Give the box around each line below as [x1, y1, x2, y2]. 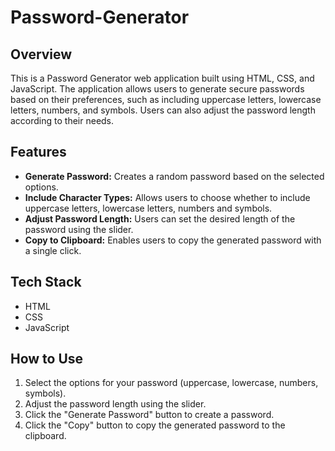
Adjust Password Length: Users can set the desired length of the [24, 212, 296, 225]
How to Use [10, 351, 84, 368]
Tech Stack [10, 274, 82, 291]
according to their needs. [10, 115, 115, 126]
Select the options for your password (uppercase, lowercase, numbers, [24, 377, 319, 389]
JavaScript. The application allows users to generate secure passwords [10, 83, 305, 95]
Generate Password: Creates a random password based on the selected [24, 170, 325, 182]
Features [10, 144, 67, 161]
